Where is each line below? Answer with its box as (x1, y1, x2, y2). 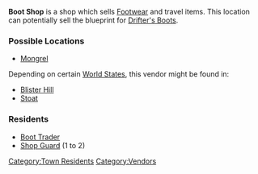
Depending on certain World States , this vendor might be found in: (8, 69, 230, 79)
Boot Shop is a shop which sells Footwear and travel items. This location (8, 7, 251, 16)
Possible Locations (8, 35, 85, 47)
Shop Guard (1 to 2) (19, 140, 86, 150)
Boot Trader (19, 132, 61, 142)
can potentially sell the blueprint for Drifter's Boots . (8, 15, 179, 25)
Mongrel (19, 54, 49, 64)
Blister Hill (19, 85, 54, 95)
